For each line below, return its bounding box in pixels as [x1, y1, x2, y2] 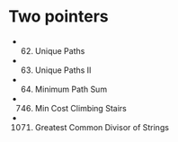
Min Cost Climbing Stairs [34, 102, 127, 113]
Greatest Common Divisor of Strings [34, 121, 170, 132]
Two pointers [8, 6, 109, 27]
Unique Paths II [34, 65, 92, 75]
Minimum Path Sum [34, 84, 108, 94]
